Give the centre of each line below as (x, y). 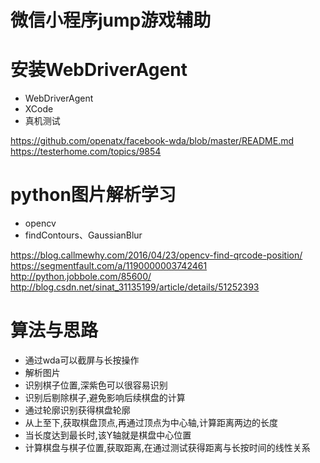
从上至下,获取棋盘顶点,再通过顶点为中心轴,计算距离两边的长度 (151, 422)
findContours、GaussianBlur (83, 235)
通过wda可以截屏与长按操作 (82, 360)
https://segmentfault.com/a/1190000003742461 (109, 266)
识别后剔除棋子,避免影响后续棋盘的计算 (105, 397)
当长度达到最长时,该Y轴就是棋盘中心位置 (108, 435)
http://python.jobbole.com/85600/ (81, 277)
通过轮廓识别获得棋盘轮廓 (77, 410)
